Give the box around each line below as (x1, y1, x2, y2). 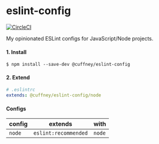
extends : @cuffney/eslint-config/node (6, 92, 101, 98)
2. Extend (6, 73, 31, 81)
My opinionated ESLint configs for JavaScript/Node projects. (6, 35, 154, 42)
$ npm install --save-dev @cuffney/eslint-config (6, 62, 131, 68)
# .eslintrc (6, 87, 35, 93)
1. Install (6, 48, 26, 55)
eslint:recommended (33, 130, 88, 136)
